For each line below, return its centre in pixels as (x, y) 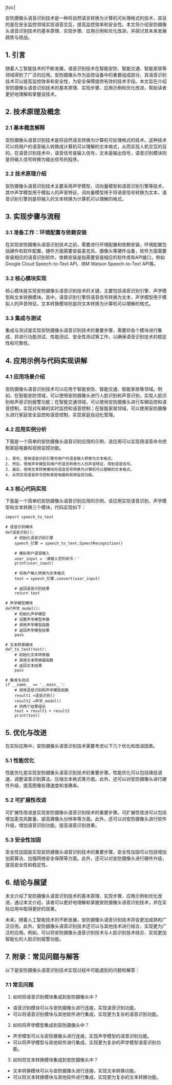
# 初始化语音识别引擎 (34, 538)
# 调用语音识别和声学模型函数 (42, 690)
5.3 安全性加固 (23, 840)
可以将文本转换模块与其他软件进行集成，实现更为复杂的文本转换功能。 (87, 1077)
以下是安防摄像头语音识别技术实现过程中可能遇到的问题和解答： (72, 970)
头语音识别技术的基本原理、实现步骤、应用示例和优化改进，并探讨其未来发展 (86, 31)
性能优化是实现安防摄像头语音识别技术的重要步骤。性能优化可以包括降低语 (84, 773)
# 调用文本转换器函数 (34, 660)
